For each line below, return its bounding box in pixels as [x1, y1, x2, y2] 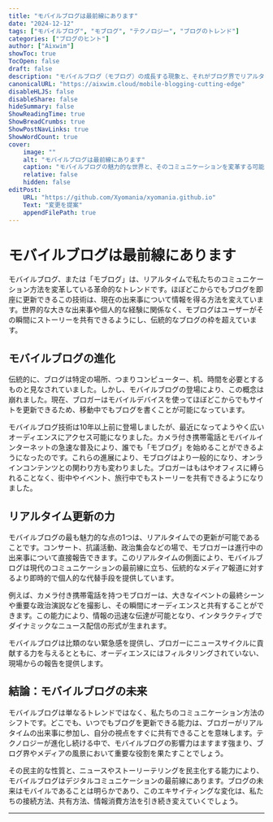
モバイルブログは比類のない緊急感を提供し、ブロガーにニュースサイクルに [8, 637, 258, 647]
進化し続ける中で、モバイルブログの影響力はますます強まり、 [50, 737, 258, 748]
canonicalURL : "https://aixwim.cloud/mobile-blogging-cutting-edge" [8, 80, 245, 88]
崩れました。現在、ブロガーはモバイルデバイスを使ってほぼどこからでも [8, 395, 250, 405]
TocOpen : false [8, 58, 60, 66]
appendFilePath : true [23, 208, 96, 216]
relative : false [23, 171, 79, 179]
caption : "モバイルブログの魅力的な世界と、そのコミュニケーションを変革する [23, 163, 253, 172]
